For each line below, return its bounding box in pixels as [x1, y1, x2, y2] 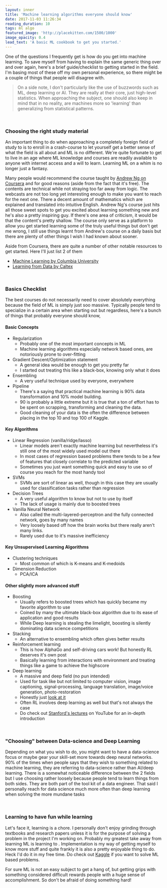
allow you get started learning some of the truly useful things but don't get [5, 223, 158, 229]
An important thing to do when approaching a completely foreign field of [5, 139, 154, 145]
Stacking [12, 631, 31, 637]
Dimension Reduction [12, 566, 56, 572]
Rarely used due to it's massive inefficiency [19, 532, 109, 539]
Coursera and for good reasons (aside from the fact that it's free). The [5, 181, 150, 187]
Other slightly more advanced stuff [5, 582, 80, 589]
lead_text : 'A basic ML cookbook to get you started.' [5, 40, 122, 45]
